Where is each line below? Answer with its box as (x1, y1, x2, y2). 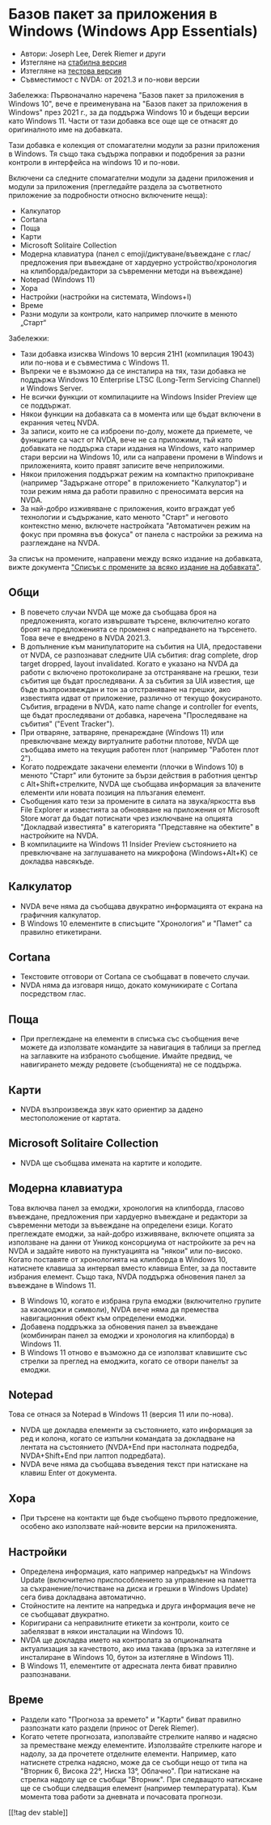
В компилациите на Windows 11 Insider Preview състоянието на (19, 839, 237, 849)
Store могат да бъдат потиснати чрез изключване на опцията (19, 813, 233, 823)
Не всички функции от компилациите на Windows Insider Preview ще (19, 391, 257, 401)
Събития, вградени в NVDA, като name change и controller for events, (19, 701, 259, 712)
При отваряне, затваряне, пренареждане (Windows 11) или (19, 727, 224, 737)
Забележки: (8, 333, 50, 343)
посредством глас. (19, 989, 87, 999)
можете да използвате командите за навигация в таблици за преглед (19, 1042, 261, 1052)
